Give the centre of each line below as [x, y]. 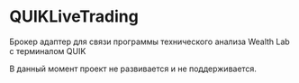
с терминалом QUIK [48, 51]
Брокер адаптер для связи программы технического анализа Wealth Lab [149, 41]
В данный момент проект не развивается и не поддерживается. [133, 69]
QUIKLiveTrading [74, 17]
